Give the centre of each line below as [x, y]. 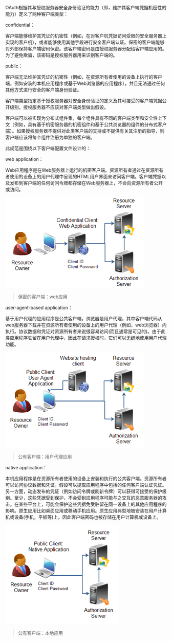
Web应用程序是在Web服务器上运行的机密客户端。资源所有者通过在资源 [80, 170]
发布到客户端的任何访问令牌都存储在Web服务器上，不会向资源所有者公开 [86, 183]
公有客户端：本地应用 [40, 633]
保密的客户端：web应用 [42, 297]
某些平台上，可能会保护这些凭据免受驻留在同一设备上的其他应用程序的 [93, 504]
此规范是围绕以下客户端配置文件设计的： [48, 148]
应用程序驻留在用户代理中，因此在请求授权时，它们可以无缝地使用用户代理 [88, 338]
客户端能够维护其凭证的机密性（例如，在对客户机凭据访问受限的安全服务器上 [86, 36]
